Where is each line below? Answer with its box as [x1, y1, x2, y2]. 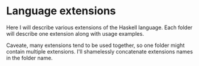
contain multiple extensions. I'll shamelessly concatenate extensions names [6, 48, 193, 55]
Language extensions [6, 4, 116, 18]
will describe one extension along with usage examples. [6, 30, 144, 37]
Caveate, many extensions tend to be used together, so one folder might [6, 42, 185, 49]
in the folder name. [6, 54, 53, 61]
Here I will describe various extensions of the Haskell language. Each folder [6, 24, 193, 31]
